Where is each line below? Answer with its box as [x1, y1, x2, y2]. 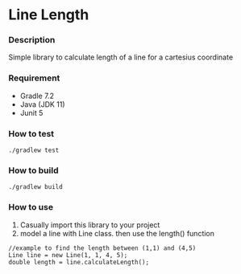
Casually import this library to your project [19, 219, 160, 230]
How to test [8, 128, 55, 139]
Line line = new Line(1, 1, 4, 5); [8, 251, 128, 259]
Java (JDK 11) [19, 99, 66, 109]
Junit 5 [19, 108, 44, 117]
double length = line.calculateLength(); [8, 258, 150, 266]
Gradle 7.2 [19, 91, 55, 100]
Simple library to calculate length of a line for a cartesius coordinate [8, 52, 234, 62]
